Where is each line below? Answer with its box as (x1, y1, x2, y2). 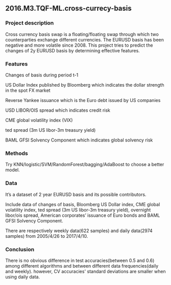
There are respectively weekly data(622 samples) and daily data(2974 (5, 228, 153, 234)
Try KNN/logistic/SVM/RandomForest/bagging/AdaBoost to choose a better (5, 161, 164, 168)
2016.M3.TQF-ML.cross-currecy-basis (5, 4, 132, 13)
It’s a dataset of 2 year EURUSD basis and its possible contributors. (5, 191, 146, 197)
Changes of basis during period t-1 (5, 72, 79, 78)
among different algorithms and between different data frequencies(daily (5, 262, 159, 269)
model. (5, 167, 20, 173)
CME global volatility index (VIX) (5, 117, 73, 123)
